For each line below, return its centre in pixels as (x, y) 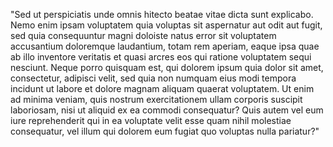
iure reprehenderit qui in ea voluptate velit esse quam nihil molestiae (151, 120)
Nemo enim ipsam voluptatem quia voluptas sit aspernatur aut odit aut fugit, (166, 25)
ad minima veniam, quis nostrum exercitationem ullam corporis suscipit (156, 99)
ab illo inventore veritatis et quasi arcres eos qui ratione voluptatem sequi (161, 57)
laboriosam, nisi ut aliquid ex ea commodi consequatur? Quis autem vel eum (167, 110)
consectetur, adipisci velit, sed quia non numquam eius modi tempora (153, 78)
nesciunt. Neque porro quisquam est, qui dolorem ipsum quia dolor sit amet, (167, 67)
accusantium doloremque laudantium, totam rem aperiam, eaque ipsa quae (165, 46)
